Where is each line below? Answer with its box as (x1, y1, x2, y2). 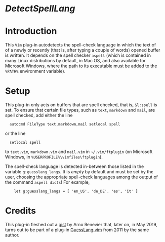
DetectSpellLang (5, 3, 76, 14)
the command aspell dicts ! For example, (5, 179, 90, 185)
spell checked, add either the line (5, 112, 73, 119)
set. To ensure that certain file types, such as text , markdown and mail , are (5, 107, 155, 113)
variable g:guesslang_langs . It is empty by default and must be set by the (5, 169, 154, 175)
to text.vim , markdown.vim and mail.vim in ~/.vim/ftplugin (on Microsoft (5, 149, 153, 155)
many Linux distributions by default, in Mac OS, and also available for (5, 58, 146, 64)
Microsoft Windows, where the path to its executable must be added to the (5, 63, 157, 69)
